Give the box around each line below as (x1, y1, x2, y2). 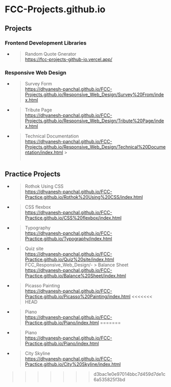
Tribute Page (25, 107, 52, 113)
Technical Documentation (25, 133, 79, 139)
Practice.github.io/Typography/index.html (25, 235, 113, 241)
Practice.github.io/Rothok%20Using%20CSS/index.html (25, 194, 143, 200)
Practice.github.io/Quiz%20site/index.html (25, 256, 114, 262)
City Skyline (25, 350, 51, 356)
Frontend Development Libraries (5, 39, 87, 47)
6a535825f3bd (93, 376, 126, 382)
